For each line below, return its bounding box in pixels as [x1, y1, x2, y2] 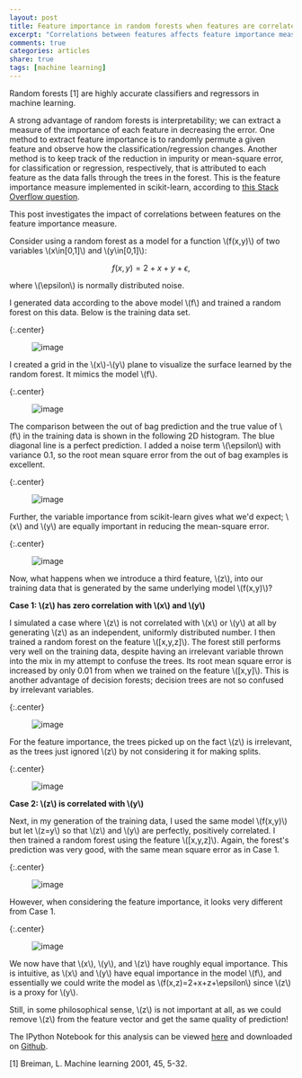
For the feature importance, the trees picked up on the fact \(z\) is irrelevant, [9, 736, 292, 747]
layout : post [9, 13, 58, 22]
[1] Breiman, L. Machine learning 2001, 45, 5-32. [9, 1057, 188, 1069]
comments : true [9, 38, 67, 48]
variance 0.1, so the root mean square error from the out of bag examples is [9, 449, 289, 460]
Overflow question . [9, 190, 81, 202]
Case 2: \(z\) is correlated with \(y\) [9, 798, 144, 808]
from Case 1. [9, 906, 57, 916]
